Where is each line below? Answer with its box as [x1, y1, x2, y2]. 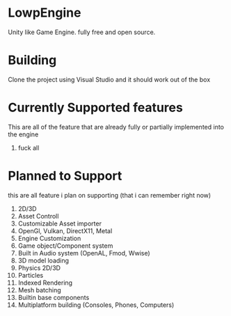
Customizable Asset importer [17, 219, 102, 228]
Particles [17, 271, 44, 279]
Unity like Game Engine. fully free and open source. [8, 28, 156, 36]
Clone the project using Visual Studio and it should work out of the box [8, 75, 211, 84]
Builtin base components [17, 293, 90, 301]
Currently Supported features [8, 100, 183, 116]
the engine [8, 130, 39, 139]
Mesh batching [17, 285, 61, 294]
